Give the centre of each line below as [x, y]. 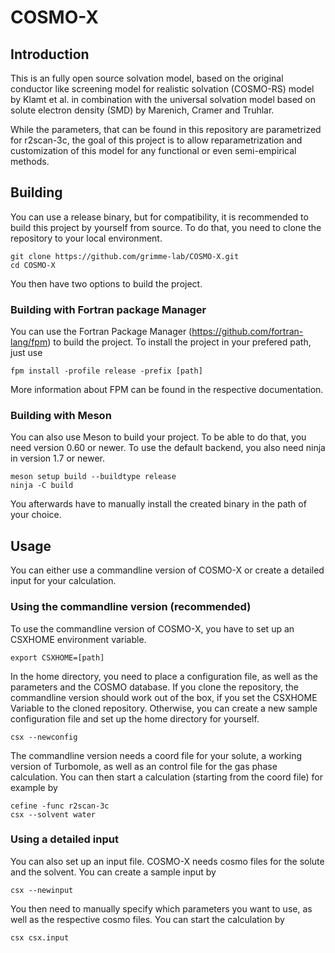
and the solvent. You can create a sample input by [113, 872]
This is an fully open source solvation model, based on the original [147, 78]
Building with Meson [61, 416]
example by [34, 787]
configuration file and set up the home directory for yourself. [135, 718]
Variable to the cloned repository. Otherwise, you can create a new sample [164, 708]
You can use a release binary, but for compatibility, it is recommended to [159, 217]
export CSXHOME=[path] [57, 657]
